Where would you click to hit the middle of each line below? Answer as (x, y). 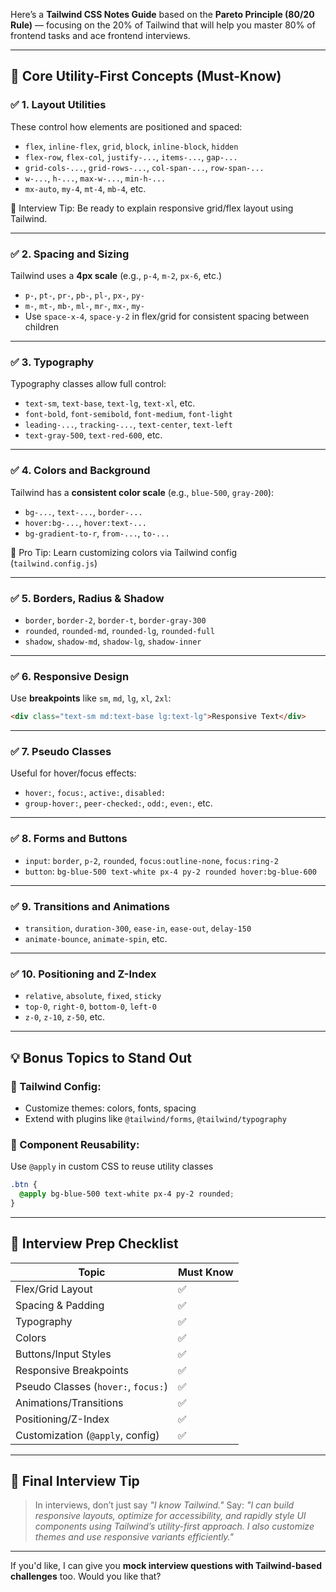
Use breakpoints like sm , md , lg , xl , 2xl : (91, 698)
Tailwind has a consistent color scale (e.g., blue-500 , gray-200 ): (142, 492)
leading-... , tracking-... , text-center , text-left (128, 425)
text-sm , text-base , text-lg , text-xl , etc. (110, 403)
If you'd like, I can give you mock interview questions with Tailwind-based (166, 1566)
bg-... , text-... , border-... (83, 511)
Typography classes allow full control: (88, 384)
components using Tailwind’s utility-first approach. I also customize (174, 1526)
